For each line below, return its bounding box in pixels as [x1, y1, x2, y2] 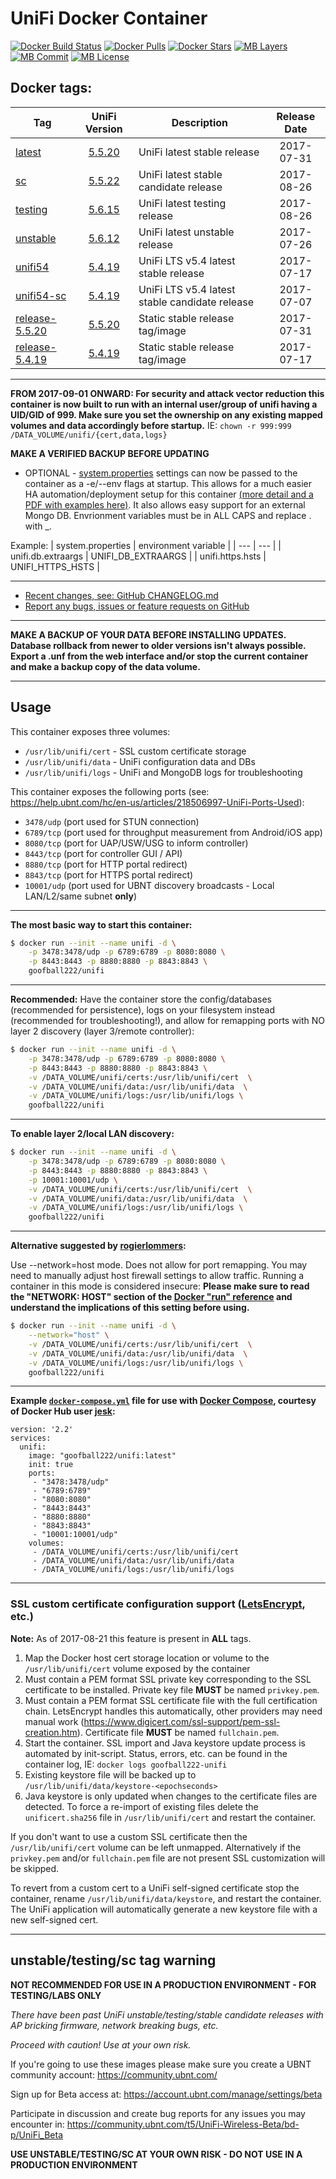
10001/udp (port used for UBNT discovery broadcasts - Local [24, 879, 275, 891]
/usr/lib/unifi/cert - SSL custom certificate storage [24, 745, 247, 757]
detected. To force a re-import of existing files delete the [24, 1800, 259, 1812]
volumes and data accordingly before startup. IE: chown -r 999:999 [10, 419, 292, 431]
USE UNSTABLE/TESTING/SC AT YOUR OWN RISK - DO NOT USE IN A [10, 2148, 303, 2160]
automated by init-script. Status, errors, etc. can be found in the [24, 1747, 288, 1759]
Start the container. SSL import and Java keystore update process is [24, 1737, 306, 1749]
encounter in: [10, 2118, 65, 2130]
